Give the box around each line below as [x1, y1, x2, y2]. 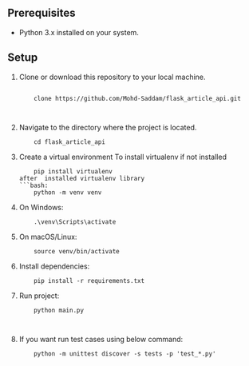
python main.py [34, 306, 85, 314]
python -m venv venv [34, 188, 102, 197]
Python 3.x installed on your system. [18, 27, 139, 37]
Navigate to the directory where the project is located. [18, 122, 197, 132]
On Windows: [18, 202, 64, 212]
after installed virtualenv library [18, 174, 145, 182]
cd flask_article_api [34, 137, 105, 146]
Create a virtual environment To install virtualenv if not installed [18, 152, 227, 161]
